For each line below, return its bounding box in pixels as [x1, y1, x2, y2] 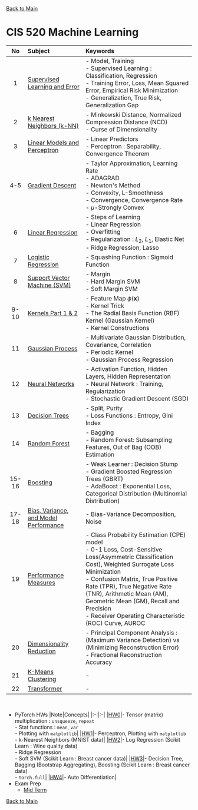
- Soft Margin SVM [85, 285, 138, 293]
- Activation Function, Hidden [85, 365, 168, 373]
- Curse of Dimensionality [85, 125, 158, 133]
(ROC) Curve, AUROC [85, 619, 146, 627]
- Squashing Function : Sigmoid [85, 253, 174, 262]
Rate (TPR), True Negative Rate [85, 583, 172, 591]
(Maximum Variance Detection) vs [85, 636, 180, 644]
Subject [27, 47, 50, 55]
